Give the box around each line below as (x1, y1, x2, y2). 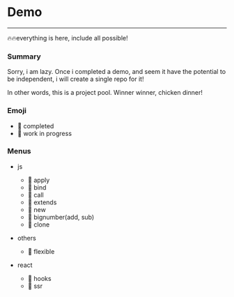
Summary (7, 52, 42, 61)
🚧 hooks (27, 274, 52, 282)
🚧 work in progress (17, 129, 72, 137)
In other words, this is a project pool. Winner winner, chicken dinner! (7, 89, 203, 97)
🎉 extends (27, 198, 57, 206)
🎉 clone (27, 220, 50, 229)
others (17, 234, 36, 242)
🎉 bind (27, 183, 47, 192)
